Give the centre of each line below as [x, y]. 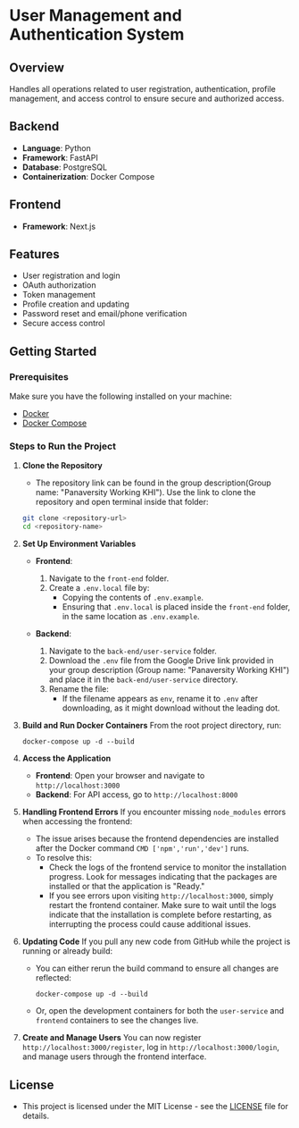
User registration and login [71, 276]
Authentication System [97, 34]
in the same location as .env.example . [131, 617]
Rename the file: [79, 689]
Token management [59, 295]
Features [34, 254]
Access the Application [66, 758]
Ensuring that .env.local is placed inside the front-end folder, [176, 607]
